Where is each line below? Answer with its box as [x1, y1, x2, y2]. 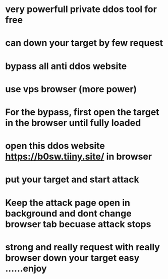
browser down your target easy [5, 252, 140, 263]
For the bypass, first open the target [5, 106, 160, 118]
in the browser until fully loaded [5, 117, 141, 128]
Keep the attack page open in [5, 197, 130, 208]
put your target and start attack [5, 174, 140, 185]
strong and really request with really [5, 241, 160, 253]
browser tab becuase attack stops [5, 218, 151, 230]
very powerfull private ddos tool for [5, 4, 157, 15]
